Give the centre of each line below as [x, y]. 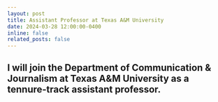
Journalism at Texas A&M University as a [98, 78]
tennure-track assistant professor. [84, 89]
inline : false [28, 33]
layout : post [26, 14]
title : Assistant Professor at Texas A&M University [86, 20]
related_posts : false [39, 40]
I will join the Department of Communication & [109, 68]
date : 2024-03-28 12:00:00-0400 [54, 26]
